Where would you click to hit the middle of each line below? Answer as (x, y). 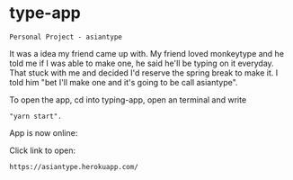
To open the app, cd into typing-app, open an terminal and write (128, 99)
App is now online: (44, 132)
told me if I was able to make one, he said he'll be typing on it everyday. (142, 63)
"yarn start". (36, 116)
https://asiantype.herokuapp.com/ (74, 166)
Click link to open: (43, 150)
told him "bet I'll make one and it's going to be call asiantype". (124, 82)
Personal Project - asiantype (66, 37)
